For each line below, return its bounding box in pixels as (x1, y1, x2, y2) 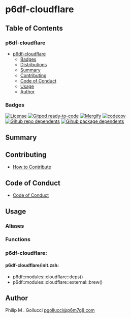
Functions (5, 236, 30, 243)
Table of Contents (5, 24, 63, 33)
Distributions (20, 61, 47, 67)
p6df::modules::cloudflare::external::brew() (12, 279, 103, 285)
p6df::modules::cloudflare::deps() (12, 274, 83, 280)
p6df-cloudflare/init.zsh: (5, 262, 59, 268)
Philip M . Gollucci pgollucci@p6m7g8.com (5, 307, 95, 313)
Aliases (5, 222, 24, 229)
